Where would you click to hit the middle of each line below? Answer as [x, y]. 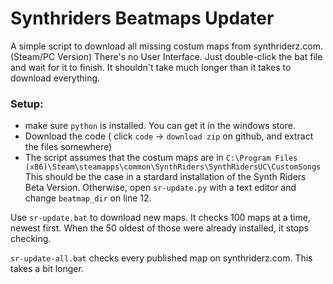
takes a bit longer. [47, 269]
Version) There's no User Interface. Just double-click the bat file [190, 56]
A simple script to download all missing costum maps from [131, 46]
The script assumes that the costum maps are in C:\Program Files [161, 158]
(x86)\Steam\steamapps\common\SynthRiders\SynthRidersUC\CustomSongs [173, 167]
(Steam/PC [33, 56]
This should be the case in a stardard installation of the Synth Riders [165, 177]
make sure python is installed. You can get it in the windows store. [160, 126]
